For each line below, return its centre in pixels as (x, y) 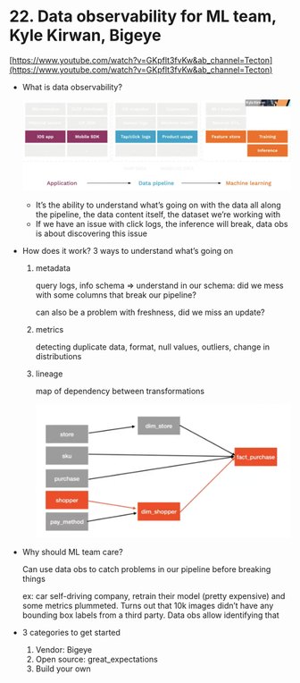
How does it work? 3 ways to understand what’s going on (128, 250)
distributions (58, 356)
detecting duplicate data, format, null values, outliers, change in (153, 347)
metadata (53, 268)
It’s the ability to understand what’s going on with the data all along (158, 205)
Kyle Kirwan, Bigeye (85, 35)
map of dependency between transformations (120, 391)
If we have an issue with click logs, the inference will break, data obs (162, 223)
